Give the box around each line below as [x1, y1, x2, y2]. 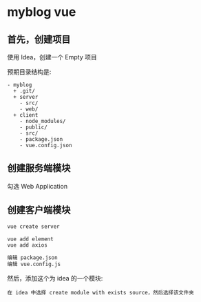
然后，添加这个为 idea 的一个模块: [7, 274, 103, 282]
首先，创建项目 [7, 33, 71, 45]
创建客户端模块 [7, 205, 71, 216]
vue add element [7, 236, 54, 243]
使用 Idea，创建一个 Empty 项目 [7, 53, 98, 61]
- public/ [19, 124, 48, 131]
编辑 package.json [7, 254, 58, 261]
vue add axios [7, 242, 48, 249]
